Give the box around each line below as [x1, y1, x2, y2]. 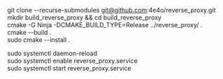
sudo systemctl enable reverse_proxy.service [7, 57, 138, 65]
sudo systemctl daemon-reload [7, 49, 98, 57]
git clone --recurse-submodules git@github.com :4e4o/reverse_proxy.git [7, 6, 216, 14]
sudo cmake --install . [7, 36, 71, 44]
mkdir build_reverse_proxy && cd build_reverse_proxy [7, 13, 162, 22]
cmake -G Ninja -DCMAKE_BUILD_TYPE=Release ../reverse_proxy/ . [7, 21, 203, 29]
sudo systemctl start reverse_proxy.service [7, 64, 131, 72]
